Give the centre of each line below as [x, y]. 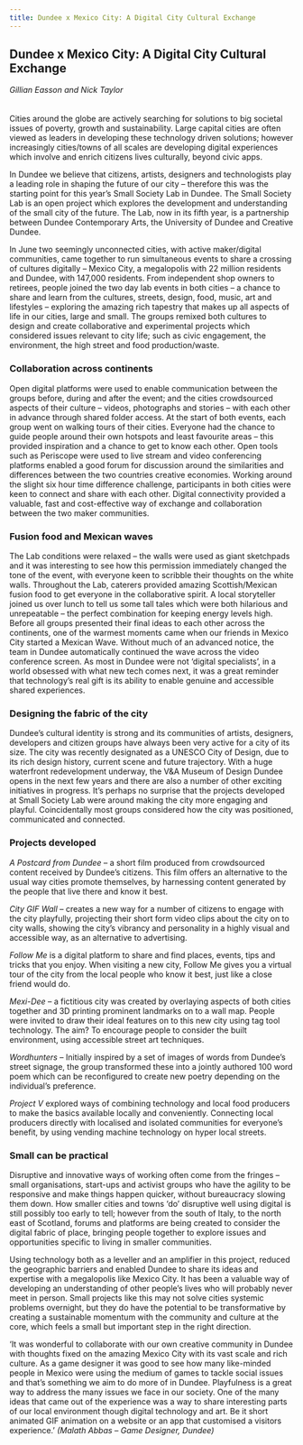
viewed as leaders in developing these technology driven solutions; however [151, 138]
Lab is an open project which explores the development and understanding [149, 203]
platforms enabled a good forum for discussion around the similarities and [147, 465]
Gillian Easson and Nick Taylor [66, 90]
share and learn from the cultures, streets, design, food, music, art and [141, 298]
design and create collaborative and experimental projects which [130, 327]
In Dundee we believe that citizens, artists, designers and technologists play [151, 175]
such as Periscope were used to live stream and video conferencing [136, 456]
